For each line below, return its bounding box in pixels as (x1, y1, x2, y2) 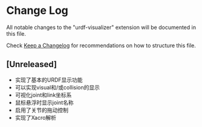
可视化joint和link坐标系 (15, 91, 72, 99)
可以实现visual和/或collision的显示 (15, 83, 100, 91)
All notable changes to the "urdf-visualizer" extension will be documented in (6, 24, 197, 31)
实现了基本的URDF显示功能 (15, 76, 83, 83)
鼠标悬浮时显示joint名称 (15, 99, 74, 106)
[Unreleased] (6, 59, 57, 70)
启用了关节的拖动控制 (15, 106, 68, 114)
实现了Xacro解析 (15, 114, 56, 121)
